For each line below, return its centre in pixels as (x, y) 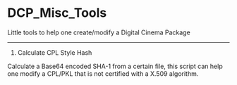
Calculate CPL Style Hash (55, 52)
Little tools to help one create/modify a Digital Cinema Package (99, 32)
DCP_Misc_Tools (57, 13)
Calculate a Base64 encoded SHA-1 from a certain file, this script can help (115, 66)
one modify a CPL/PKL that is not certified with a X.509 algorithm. (103, 73)
